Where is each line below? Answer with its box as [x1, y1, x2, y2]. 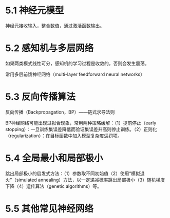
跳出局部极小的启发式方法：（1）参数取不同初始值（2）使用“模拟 [5, 170, 140, 177]
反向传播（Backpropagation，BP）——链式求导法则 [5, 108, 115, 115]
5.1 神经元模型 [5, 5, 64, 16]
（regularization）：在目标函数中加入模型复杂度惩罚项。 [5, 133, 122, 139]
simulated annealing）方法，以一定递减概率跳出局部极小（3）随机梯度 [16, 177, 165, 183]
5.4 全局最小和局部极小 [5, 152, 103, 164]
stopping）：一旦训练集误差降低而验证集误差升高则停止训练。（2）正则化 [5, 126, 158, 132]
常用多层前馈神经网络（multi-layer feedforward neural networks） [5, 71, 145, 77]
